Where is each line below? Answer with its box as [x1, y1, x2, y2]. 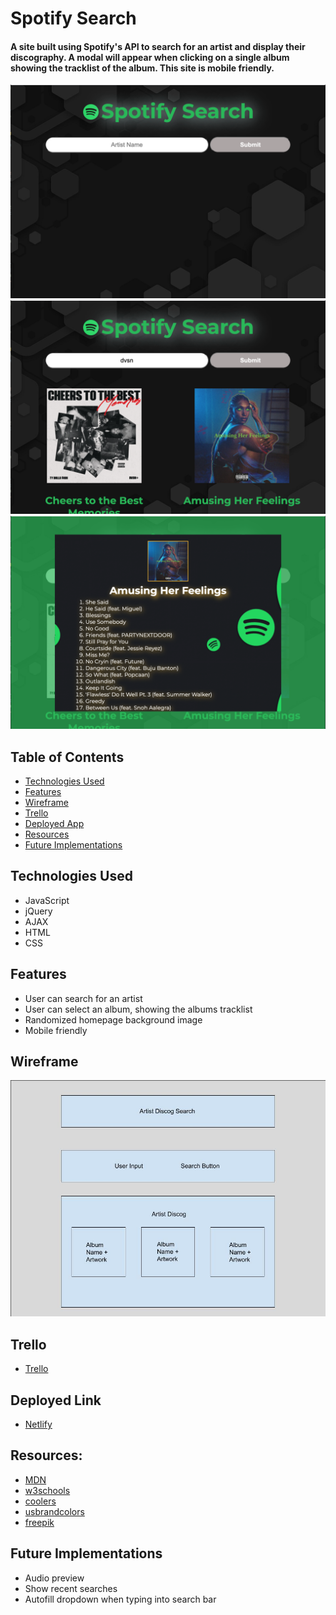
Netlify [24, 1418, 53, 1430]
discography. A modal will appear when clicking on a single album [10, 51, 290, 63]
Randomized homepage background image [24, 1013, 203, 1026]
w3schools [24, 1484, 71, 1496]
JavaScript [24, 894, 70, 906]
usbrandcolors [24, 1505, 85, 1517]
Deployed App [24, 817, 85, 829]
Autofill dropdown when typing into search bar [24, 1593, 217, 1605]
